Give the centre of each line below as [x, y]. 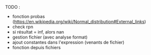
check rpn [23, 27]
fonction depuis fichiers [36, 47]
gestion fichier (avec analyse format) [50, 37]
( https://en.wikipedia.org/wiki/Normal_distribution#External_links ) [79, 22]
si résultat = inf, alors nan [38, 32]
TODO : [13, 7]
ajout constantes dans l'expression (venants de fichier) [68, 42]
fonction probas [28, 16]
